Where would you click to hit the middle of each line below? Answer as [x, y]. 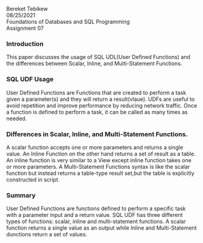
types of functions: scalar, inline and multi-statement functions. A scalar [96, 222]
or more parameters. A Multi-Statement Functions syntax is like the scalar [98, 166]
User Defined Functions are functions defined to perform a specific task [96, 208]
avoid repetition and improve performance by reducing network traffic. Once [102, 105]
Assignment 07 [25, 28]
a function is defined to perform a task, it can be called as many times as [97, 112]
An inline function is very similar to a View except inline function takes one [99, 160]
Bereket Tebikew [27, 9]
